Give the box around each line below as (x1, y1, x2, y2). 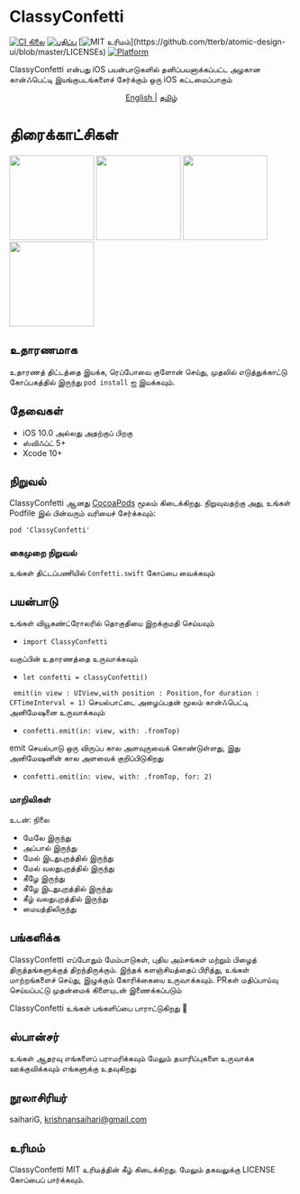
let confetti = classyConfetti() (22, 673, 149, 683)
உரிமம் (9, 1140, 45, 1155)
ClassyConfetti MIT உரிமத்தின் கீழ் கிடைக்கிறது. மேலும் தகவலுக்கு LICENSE (9, 1163, 276, 1175)
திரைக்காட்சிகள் (9, 125, 119, 145)
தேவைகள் (9, 404, 63, 419)
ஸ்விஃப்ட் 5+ (22, 437, 67, 448)
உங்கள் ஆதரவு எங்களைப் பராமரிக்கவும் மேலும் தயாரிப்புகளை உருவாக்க (9, 1053, 255, 1064)
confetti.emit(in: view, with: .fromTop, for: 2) (22, 772, 214, 782)
